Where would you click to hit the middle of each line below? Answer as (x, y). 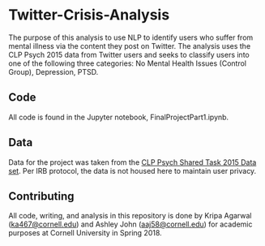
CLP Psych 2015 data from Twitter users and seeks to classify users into (129, 54)
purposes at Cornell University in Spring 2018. (85, 233)
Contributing (41, 196)
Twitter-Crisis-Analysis (89, 15)
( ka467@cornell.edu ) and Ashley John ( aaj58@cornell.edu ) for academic (130, 224)
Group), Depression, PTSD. (53, 71)
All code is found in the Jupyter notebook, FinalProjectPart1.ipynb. (119, 117)
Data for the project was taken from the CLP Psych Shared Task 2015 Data (132, 162)
